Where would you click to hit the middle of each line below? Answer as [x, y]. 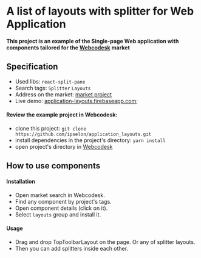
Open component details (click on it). [61, 208]
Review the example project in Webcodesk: [62, 115]
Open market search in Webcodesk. [60, 195]
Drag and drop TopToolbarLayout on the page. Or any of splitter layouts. [105, 242]
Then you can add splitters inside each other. [72, 248]
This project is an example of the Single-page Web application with [93, 41]
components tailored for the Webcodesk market [68, 48]
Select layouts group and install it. [58, 214]
